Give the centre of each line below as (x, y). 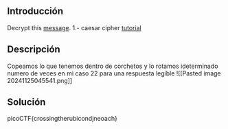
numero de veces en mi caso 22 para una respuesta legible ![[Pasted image (114, 73)
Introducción (35, 11)
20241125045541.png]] (40, 80)
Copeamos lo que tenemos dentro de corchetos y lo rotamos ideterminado (113, 66)
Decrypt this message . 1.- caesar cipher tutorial (75, 27)
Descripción (34, 50)
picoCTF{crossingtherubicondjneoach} (62, 119)
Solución (26, 102)
